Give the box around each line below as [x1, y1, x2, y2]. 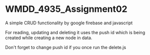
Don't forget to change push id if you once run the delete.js [5, 44, 127, 50]
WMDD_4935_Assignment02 [5, 3, 128, 15]
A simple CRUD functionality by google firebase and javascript [5, 20, 133, 26]
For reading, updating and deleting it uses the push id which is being [5, 29, 146, 35]
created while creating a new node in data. [5, 35, 93, 41]
